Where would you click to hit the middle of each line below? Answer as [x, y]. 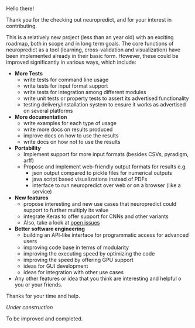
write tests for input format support [66, 86]
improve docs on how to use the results [71, 136]
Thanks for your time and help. [43, 296]
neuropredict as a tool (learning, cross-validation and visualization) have [93, 50]
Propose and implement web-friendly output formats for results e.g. [105, 167]
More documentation [41, 117]
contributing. [21, 26]
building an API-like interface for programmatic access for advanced [106, 235]
